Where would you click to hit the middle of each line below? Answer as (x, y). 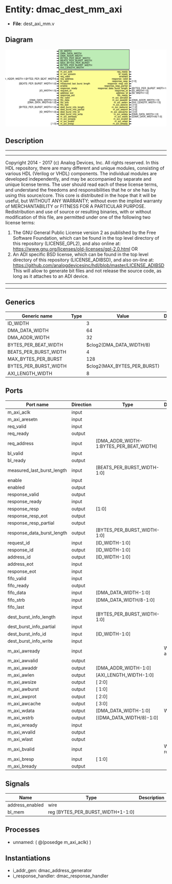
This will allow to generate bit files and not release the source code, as (87, 271)
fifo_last (16, 607)
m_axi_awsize (22, 682)
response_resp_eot (27, 516)
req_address (21, 444)
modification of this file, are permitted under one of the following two (78, 217)
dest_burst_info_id (27, 634)
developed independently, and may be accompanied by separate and (78, 179)
